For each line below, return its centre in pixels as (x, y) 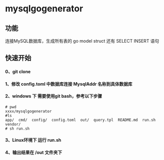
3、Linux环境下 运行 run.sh (33, 140)
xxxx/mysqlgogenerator (28, 111)
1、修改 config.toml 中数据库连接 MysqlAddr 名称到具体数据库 (69, 84)
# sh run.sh (17, 129)
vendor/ (13, 124)
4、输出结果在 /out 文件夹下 (34, 152)
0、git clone (18, 71)
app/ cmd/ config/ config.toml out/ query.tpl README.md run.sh (80, 120)
